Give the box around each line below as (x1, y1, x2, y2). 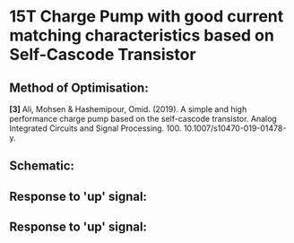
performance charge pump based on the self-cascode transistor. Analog (9, 114, 278, 124)
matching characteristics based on (9, 25, 275, 46)
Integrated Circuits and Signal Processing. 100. (9, 123, 182, 134)
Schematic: (9, 159, 74, 174)
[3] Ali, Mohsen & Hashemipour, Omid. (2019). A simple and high (9, 104, 247, 114)
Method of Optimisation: (9, 80, 150, 95)
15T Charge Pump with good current (9, 6, 284, 27)
